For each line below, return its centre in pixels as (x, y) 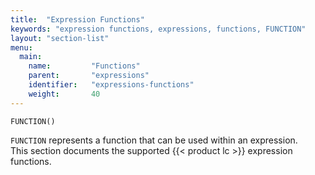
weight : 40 (64, 94)
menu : (21, 47)
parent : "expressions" (89, 76)
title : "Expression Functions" (77, 19)
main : (31, 57)
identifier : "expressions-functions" (111, 85)
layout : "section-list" (60, 38)
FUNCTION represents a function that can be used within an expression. (154, 140)
